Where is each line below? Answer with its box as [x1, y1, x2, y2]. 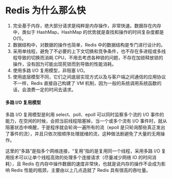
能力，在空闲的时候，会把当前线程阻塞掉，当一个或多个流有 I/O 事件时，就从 [5, 118, 167, 124]
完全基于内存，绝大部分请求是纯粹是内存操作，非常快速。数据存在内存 [12, 23, 162, 29]
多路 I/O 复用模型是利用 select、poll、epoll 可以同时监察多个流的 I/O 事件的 [5, 112, 164, 118]
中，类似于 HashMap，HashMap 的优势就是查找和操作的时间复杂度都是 [12, 29, 164, 35]
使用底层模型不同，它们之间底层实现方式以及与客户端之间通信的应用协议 [12, 74, 166, 80]
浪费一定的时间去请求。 [26, 86, 76, 93]
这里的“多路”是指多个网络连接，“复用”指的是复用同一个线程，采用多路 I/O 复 [5, 148, 166, 154]
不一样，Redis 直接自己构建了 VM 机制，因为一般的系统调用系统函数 [12, 80, 158, 86]
